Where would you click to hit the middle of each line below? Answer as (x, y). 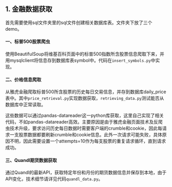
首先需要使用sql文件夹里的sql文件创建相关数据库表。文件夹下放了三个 (79, 23)
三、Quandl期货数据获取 (31, 160)
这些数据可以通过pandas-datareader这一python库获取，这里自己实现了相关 (85, 116)
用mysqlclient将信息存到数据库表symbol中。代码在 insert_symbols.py (78, 60)
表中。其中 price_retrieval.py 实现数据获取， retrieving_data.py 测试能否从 (85, 98)
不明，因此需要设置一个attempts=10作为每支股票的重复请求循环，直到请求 (88, 141)
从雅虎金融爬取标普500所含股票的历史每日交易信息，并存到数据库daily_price (86, 92)
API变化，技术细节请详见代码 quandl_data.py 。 (54, 179)
